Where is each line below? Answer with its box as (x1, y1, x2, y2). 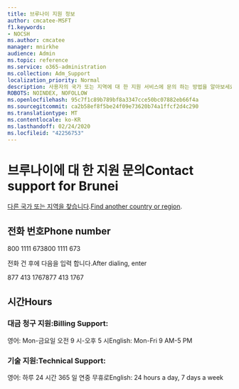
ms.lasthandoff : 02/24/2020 (7, 122, 91, 130)
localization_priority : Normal (7, 76, 100, 84)
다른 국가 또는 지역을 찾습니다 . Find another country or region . (7, 202, 183, 211)
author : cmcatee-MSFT (7, 17, 72, 24)
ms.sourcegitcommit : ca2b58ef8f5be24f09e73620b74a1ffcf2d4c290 (7, 103, 199, 110)
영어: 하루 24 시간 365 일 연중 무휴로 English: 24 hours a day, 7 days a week (7, 373, 224, 382)
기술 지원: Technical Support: (7, 356, 106, 366)
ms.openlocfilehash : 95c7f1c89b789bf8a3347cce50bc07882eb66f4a (7, 97, 199, 104)
